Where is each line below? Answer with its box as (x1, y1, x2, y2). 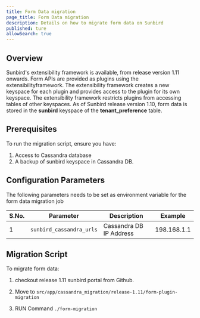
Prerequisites (6, 124, 57, 134)
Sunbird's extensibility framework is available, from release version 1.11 (6, 69, 180, 76)
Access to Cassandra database (14, 152, 92, 159)
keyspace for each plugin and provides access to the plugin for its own (6, 88, 180, 95)
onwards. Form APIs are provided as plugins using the (6, 75, 139, 82)
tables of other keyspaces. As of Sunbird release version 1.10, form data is (6, 100, 187, 107)
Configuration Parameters (6, 175, 105, 186)
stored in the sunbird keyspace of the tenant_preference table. (6, 107, 162, 114)
